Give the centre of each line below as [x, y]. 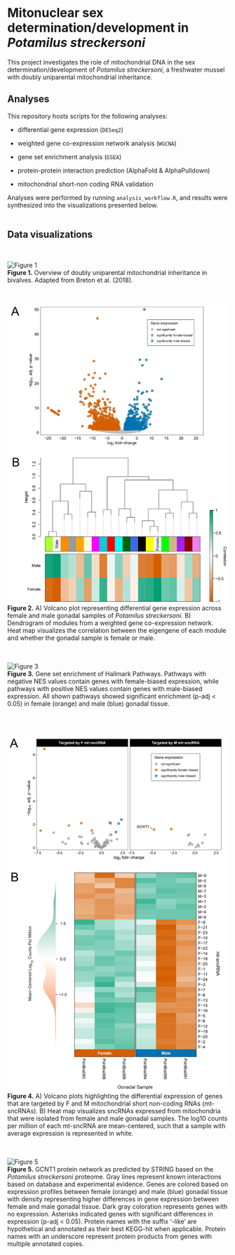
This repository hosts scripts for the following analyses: [87, 116]
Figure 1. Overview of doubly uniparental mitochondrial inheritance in [107, 272]
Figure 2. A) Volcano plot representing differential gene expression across [114, 608]
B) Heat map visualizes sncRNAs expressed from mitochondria [130, 1110]
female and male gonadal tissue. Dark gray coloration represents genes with [117, 1206]
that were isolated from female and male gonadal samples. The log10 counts [117, 1118]
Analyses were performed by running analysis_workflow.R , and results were [117, 197]
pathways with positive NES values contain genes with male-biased [105, 688]
